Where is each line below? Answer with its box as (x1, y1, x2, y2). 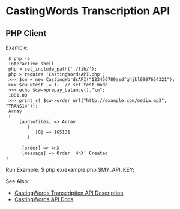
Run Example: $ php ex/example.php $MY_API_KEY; (5, 166, 135, 173)
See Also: (5, 178, 29, 184)
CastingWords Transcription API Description (14, 189, 124, 196)
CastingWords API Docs (14, 196, 74, 202)
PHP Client (5, 28, 47, 38)
